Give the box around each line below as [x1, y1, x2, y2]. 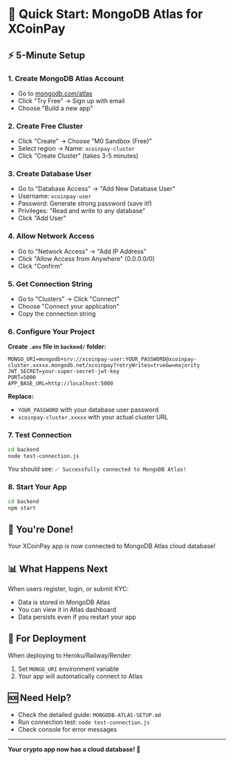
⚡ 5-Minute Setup [8, 49, 86, 61]
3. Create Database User [8, 169, 92, 179]
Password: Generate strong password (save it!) [17, 199, 152, 208]
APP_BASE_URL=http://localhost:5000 [8, 380, 113, 387]
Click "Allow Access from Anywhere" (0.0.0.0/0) [17, 254, 155, 262]
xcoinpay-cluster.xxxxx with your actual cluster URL [17, 413, 169, 422]
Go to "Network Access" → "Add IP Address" [17, 247, 147, 255]
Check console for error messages [17, 725, 117, 733]
